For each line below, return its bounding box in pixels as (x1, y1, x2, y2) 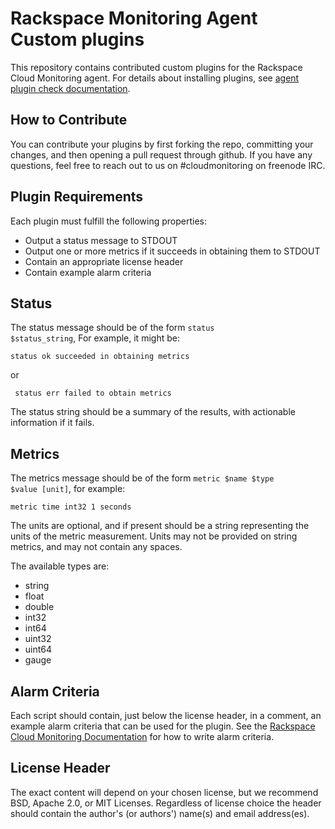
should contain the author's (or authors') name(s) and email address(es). (10, 807, 310, 819)
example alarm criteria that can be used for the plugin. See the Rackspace (10, 720, 316, 732)
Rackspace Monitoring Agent (10, 7, 258, 30)
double (24, 601, 55, 613)
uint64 (24, 643, 53, 656)
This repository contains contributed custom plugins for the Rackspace (10, 61, 303, 73)
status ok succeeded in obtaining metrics (10, 352, 190, 362)
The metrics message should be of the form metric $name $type (10, 472, 275, 484)
